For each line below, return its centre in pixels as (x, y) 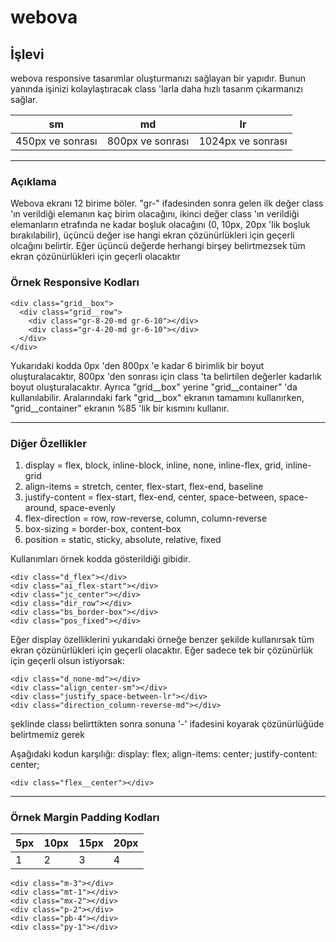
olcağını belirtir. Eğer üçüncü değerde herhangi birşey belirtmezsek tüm (158, 246)
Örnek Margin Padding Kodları (85, 817)
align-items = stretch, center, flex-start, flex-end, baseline (144, 486)
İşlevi (27, 54)
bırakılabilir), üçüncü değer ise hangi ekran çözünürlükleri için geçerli (152, 235)
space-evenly (87, 507)
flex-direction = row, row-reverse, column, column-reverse (146, 518)
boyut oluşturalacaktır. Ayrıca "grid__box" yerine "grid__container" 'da (154, 387)
